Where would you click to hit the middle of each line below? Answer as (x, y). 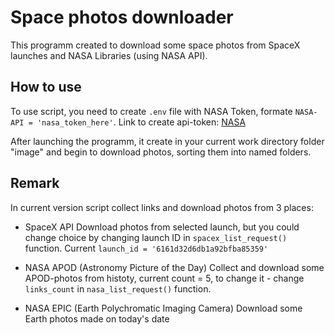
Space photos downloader (122, 17)
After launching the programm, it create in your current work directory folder (167, 141)
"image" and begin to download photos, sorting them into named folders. (161, 152)
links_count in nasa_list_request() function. (118, 288)
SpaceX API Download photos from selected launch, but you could (162, 227)
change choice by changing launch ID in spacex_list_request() (156, 237)
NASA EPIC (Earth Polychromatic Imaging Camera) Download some (163, 308)
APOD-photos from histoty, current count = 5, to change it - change (164, 278)
